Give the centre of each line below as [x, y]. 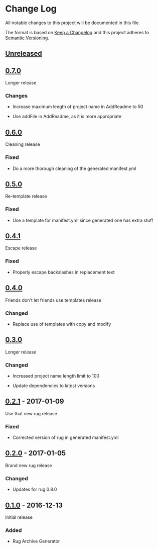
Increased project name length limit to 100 [56, 376]
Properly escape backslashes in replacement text [63, 272]
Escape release [21, 248]
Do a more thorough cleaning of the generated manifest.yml [74, 168]
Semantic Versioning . [27, 38]
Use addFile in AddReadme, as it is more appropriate [67, 117]
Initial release [19, 517]
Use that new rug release [31, 413]
